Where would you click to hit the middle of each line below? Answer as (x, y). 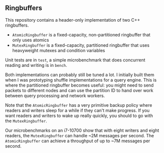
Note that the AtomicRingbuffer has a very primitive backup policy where (79, 105)
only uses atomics (30, 40)
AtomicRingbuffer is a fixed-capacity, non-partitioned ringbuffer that (81, 34)
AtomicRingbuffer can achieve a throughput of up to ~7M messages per (78, 141)
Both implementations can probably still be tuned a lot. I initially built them (80, 75)
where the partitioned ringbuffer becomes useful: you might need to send (79, 85)
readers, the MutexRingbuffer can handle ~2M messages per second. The (80, 135)
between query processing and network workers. (55, 95)
